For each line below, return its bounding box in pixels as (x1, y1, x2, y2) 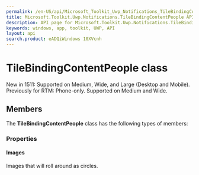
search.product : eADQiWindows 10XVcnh (6, 36, 102, 42)
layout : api (6, 31, 36, 37)
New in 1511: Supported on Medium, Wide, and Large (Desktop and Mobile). (6, 81, 191, 88)
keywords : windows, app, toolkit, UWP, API (6, 25, 115, 31)
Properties (6, 134, 37, 143)
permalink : (6, 8, 33, 15)
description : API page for (6, 19, 73, 25)
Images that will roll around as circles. (6, 162, 98, 169)
